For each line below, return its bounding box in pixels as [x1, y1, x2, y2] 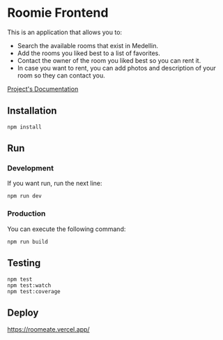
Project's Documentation [7, 84, 79, 93]
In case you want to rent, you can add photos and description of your [17, 64, 216, 72]
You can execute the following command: [7, 225, 126, 233]
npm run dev [7, 193, 42, 200]
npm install [7, 124, 42, 131]
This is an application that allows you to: [7, 28, 123, 36]
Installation [7, 105, 57, 117]
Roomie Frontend [7, 5, 109, 21]
